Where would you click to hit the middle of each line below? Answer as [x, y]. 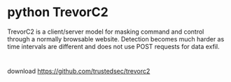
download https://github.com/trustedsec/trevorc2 [79, 71]
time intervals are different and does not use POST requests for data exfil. [113, 46]
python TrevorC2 [58, 12]
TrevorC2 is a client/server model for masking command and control [106, 32]
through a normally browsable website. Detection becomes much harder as [116, 39]
